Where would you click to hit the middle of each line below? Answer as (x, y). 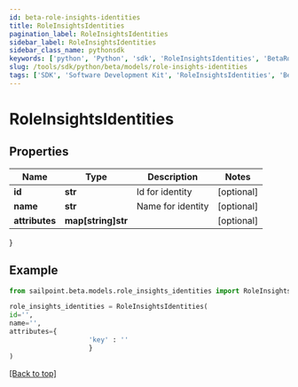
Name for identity (173, 206)
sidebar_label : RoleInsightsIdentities (83, 42)
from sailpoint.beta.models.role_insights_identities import (125, 291)
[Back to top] (33, 373)
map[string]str (97, 220)
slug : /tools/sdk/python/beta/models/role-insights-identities (129, 67)
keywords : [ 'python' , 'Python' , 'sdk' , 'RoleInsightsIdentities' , (134, 59)
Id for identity (164, 192)
